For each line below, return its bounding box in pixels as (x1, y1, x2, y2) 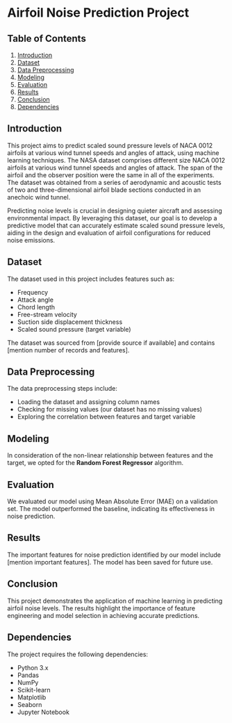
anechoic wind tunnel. (7, 193, 71, 201)
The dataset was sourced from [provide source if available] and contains (7, 339, 215, 347)
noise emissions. (7, 236, 56, 244)
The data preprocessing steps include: (7, 384, 118, 393)
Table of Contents (7, 33, 87, 44)
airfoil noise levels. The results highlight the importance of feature (7, 603, 196, 612)
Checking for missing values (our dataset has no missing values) (17, 405, 203, 414)
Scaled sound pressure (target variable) (17, 325, 131, 333)
